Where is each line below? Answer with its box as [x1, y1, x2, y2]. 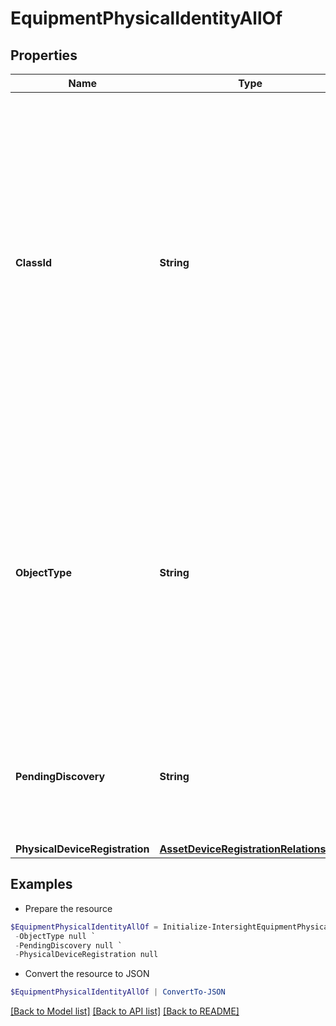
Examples [10, 876, 73, 893]
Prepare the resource [24, 902, 113, 914]
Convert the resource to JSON [24, 968, 150, 980]
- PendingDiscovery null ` [14, 940, 123, 951]
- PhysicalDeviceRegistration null [14, 950, 159, 960]
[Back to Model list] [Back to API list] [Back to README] [10, 1005, 240, 1017]
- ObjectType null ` [14, 931, 97, 941]
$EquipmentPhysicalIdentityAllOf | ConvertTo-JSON [10, 987, 226, 997]
